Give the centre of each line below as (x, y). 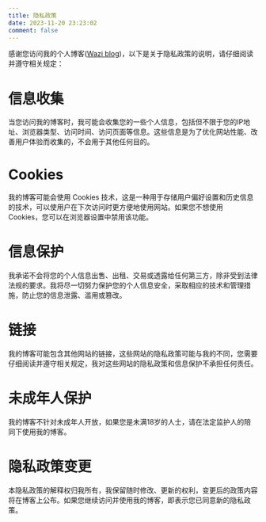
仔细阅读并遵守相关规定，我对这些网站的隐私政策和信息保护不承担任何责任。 (133, 364)
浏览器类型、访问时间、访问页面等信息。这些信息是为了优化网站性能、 (136, 132)
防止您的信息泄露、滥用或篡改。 (74, 295)
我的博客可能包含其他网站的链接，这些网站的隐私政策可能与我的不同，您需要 (133, 354)
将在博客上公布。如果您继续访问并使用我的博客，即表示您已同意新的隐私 (126, 500)
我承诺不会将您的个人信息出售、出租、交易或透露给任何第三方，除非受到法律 (133, 276)
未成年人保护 (50, 399)
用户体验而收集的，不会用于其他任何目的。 (84, 142)
